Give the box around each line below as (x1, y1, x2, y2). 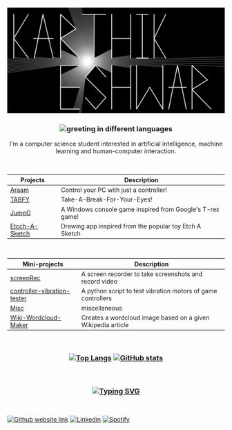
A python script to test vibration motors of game (81, 287, 217, 295)
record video (81, 277, 118, 286)
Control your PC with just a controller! (61, 186, 168, 194)
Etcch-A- (10, 222, 39, 230)
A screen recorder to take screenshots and (81, 270, 203, 278)
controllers (81, 294, 113, 302)
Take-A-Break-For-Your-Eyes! (61, 195, 153, 204)
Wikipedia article (81, 320, 129, 329)
